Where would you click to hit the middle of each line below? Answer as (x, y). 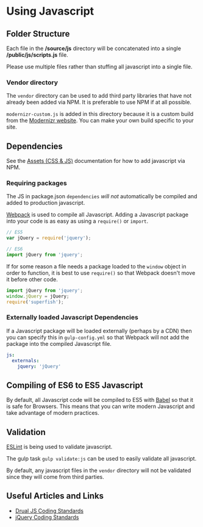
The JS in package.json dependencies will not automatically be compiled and (102, 196)
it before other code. (32, 279)
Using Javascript (50, 11)
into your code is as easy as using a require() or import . (77, 221)
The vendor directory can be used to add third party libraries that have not (99, 96)
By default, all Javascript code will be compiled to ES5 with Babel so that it (100, 400)
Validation (26, 432)
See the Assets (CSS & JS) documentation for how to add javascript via (96, 161)
